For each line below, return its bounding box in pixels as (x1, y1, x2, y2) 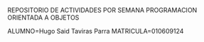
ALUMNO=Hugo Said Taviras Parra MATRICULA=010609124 (7, 27, 184, 35)
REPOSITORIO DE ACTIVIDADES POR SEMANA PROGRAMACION (7, 6, 198, 14)
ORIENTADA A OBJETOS (7, 13, 80, 22)
